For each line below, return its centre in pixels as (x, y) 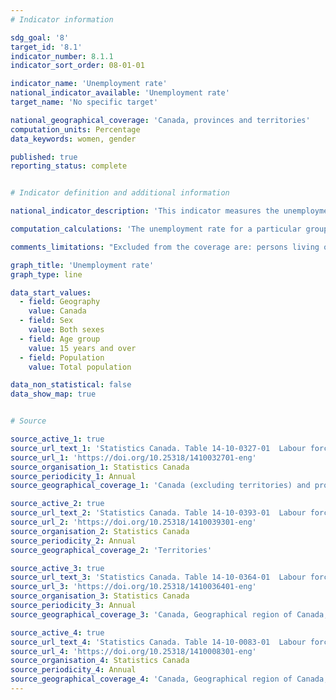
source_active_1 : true (57, 439)
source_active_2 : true (57, 504)
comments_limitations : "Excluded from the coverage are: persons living (165, 247)
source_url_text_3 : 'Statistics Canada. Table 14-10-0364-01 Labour (158, 577)
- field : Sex (46, 321)
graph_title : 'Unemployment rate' (82, 265)
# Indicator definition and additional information (120, 193)
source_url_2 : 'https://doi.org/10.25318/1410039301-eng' (133, 522)
